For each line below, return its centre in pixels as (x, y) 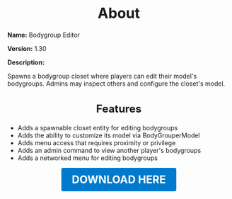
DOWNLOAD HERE (119, 179)
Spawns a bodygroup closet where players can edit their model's (102, 76)
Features (119, 108)
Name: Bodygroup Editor (43, 35)
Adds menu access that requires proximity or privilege (97, 142)
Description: (26, 62)
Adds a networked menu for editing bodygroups (87, 158)
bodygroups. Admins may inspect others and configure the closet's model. (116, 84)
